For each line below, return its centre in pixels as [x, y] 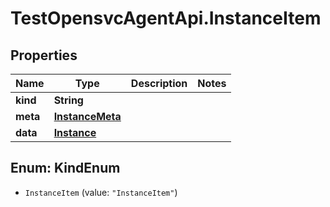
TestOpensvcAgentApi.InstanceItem [166, 18]
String [68, 100]
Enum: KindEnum [65, 168]
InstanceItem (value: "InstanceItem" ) [101, 192]
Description [159, 83]
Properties [44, 55]
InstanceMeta [87, 116]
